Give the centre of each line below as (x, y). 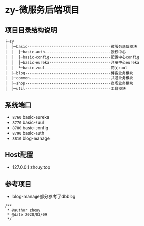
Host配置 (19, 155)
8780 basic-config (30, 128)
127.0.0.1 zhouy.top (31, 167)
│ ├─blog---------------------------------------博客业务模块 (69, 73)
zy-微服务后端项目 (42, 10)
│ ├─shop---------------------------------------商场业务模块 (69, 83)
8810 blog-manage (31, 138)
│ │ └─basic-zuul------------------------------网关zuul (66, 68)
